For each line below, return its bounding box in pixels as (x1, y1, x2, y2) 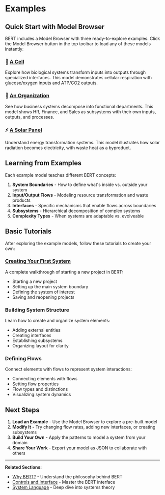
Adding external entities (12, 327, 61, 333)
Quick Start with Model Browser (5, 23, 105, 31)
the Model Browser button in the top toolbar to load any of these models (5, 41, 151, 47)
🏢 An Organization (5, 92, 50, 99)
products (12, 197, 31, 203)
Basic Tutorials (5, 227, 52, 236)
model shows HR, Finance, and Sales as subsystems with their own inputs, (5, 109, 156, 115)
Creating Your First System (5, 258, 71, 265)
